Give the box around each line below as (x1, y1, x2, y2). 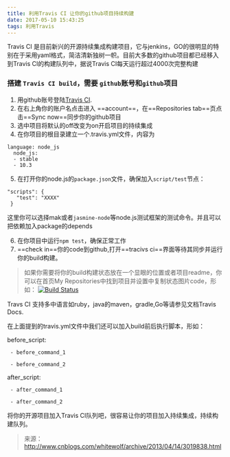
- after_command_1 (10, 386, 63, 393)
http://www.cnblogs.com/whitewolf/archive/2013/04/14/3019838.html (23, 442, 222, 450)
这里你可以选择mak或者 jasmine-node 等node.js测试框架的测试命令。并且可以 (7, 213, 221, 221)
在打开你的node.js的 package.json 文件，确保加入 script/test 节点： (16, 175, 205, 183)
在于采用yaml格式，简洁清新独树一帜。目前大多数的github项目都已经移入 (12, 51, 219, 59)
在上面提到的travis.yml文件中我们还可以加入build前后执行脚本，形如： (7, 322, 205, 330)
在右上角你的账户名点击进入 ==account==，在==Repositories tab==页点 (16, 104, 222, 112)
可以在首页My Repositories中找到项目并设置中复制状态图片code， (23, 276, 211, 285)
